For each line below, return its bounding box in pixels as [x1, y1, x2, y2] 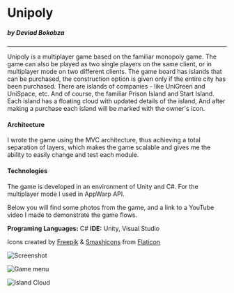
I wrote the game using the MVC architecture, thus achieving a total [7, 136, 201, 144]
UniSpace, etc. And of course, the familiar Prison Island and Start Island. [7, 89, 214, 98]
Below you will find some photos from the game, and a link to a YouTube [7, 203, 214, 211]
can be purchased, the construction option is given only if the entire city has [7, 75, 226, 83]
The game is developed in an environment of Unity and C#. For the [7, 182, 198, 190]
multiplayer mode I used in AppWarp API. [7, 190, 125, 198]
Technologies [7, 166, 48, 175]
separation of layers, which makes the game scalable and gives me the [7, 143, 211, 151]
